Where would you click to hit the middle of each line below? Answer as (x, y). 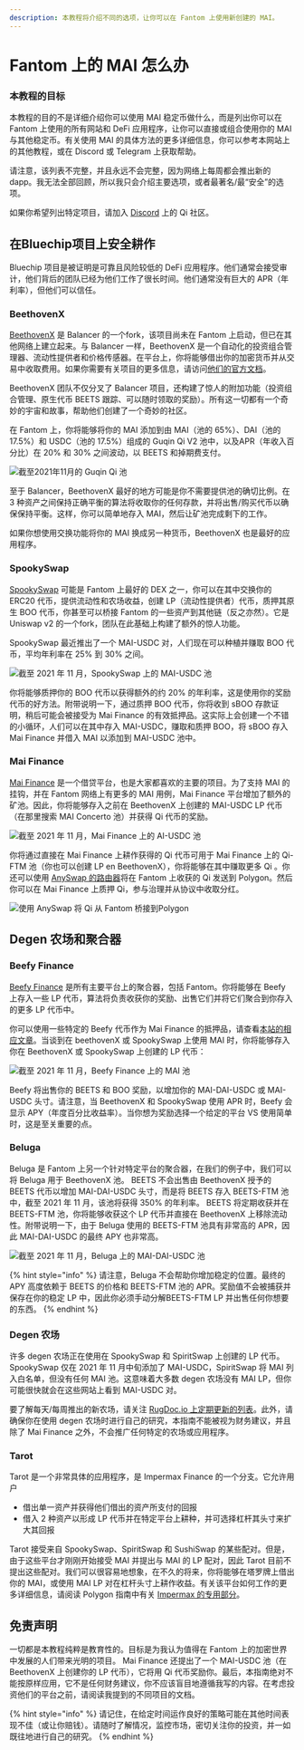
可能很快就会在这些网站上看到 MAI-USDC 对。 (96, 1390)
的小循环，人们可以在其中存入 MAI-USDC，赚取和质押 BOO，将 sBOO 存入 (149, 726)
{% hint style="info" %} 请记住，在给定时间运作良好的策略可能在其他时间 (146, 1714)
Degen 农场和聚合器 (66, 940)
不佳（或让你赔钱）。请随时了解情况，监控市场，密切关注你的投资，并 (146, 1726)
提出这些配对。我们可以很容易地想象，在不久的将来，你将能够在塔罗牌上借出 (152, 1572)
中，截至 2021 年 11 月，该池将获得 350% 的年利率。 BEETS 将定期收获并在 (149, 1202)
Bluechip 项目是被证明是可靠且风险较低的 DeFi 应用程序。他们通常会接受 (144, 267)
